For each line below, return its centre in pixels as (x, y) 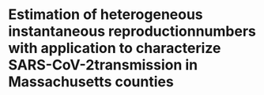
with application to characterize (115, 48)
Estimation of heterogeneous (106, 15)
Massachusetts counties (91, 82)
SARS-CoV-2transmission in (103, 65)
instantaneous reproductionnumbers (132, 31)
